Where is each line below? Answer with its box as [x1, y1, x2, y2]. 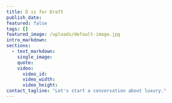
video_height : [22, 82, 59, 88]
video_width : [22, 76, 56, 82]
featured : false [6, 20, 47, 26]
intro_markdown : [6, 37, 47, 43]
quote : [17, 59, 34, 65]
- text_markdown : [12, 48, 56, 55]
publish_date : [6, 15, 42, 21]
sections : [6, 43, 31, 49]
